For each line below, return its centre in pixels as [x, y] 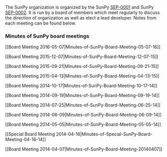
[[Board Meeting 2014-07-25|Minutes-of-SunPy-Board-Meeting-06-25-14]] [83, 105]
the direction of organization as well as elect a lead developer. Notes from [81, 18]
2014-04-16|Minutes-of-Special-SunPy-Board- [104, 134]
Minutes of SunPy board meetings [47, 36]
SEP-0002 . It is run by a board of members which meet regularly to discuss [83, 12]
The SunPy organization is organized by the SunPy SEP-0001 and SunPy [80, 7]
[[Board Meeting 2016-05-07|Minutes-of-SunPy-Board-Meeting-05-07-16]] [83, 47]
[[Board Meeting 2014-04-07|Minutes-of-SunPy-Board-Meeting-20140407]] [84, 149]
